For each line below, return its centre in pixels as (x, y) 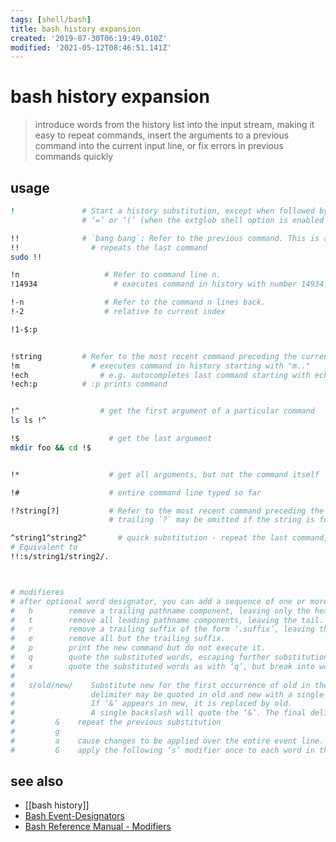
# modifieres (37, 592)
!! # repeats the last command (109, 247)
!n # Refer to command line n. (116, 275)
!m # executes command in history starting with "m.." (160, 366)
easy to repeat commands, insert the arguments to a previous (162, 135)
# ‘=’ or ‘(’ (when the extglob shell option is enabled (203, 220)
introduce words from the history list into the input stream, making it (174, 125)
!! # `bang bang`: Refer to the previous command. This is (165, 238)
